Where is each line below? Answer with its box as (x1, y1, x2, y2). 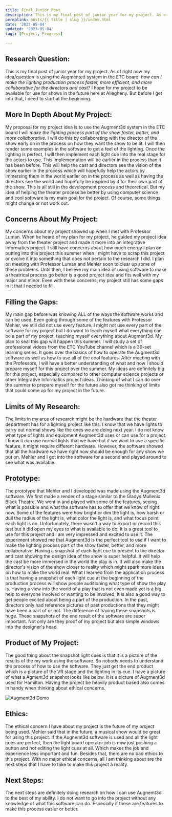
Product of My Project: (5, 638, 79, 648)
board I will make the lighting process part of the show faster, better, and (5, 129, 160, 136)
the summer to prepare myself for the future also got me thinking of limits (5, 382, 160, 388)
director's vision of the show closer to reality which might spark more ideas (5, 564, 164, 570)
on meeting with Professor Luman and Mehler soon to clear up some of (5, 261, 156, 267)
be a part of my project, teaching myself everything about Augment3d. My (5, 333, 162, 339)
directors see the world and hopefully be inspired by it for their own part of (5, 178, 163, 184)
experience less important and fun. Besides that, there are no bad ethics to (5, 750, 163, 757)
